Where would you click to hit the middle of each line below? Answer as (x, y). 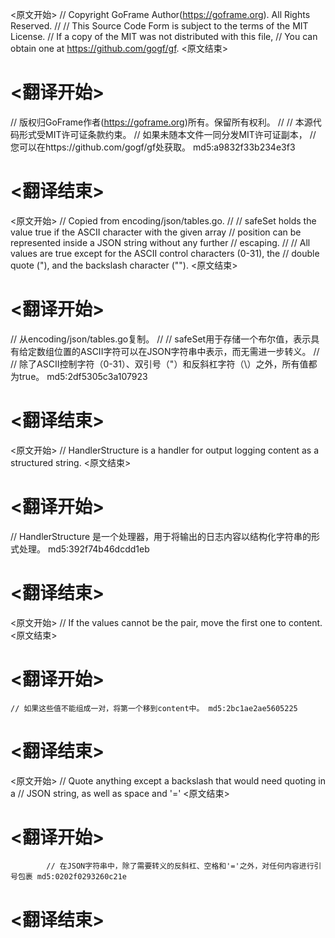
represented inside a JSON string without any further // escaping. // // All (160, 242)
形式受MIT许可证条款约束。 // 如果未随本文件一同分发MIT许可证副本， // (167, 134)
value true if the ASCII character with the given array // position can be (156, 232)
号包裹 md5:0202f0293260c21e (69, 877)
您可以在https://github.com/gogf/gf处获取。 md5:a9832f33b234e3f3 (153, 147)
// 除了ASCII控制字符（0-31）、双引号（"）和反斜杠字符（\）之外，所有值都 (164, 364)
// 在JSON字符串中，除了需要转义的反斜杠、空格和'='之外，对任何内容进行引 (184, 866)
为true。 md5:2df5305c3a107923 (79, 376)
